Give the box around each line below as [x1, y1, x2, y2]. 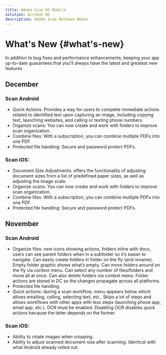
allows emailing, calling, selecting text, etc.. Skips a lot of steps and [12, 294, 151, 300]
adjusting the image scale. [12, 179, 67, 185]
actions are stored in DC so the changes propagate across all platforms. [12, 278, 161, 284]
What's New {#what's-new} [5, 38, 124, 50]
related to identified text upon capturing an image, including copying [12, 112, 154, 118]
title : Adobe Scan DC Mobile [5, 7, 66, 13]
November [5, 219, 39, 228]
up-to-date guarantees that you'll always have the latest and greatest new [5, 60, 157, 66]
